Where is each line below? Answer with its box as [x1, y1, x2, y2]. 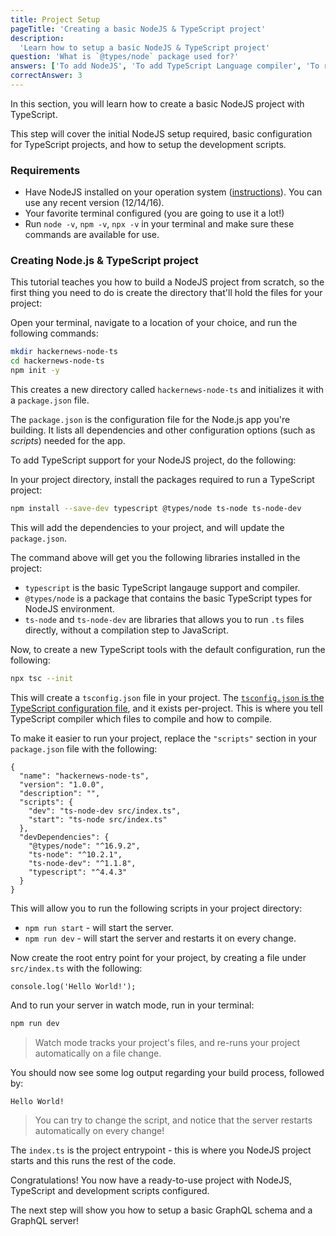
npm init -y [10, 366, 60, 376]
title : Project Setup [10, 14, 101, 25]
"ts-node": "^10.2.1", [28, 849, 123, 860]
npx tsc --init [10, 673, 74, 683]
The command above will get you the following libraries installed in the [10, 551, 301, 563]
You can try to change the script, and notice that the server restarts [34, 1114, 313, 1126]
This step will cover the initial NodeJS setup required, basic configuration [10, 127, 313, 140]
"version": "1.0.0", [19, 779, 105, 790]
